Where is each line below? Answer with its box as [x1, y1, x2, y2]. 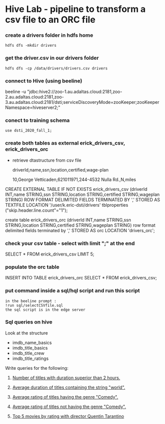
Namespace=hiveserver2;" [5, 104, 61, 110]
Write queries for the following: [5, 365, 69, 371]
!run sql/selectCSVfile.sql [5, 303, 64, 308]
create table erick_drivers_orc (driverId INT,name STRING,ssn [5, 217, 131, 223]
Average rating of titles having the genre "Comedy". [12, 394, 118, 400]
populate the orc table [5, 263, 60, 270]
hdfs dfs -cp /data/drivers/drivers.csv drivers [5, 66, 108, 71]
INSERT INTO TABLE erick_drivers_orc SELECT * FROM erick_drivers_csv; [5, 275, 157, 281]
